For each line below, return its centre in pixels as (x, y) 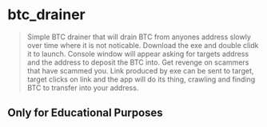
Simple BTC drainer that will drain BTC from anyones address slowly (139, 37)
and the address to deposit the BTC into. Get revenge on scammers (138, 62)
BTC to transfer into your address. (83, 87)
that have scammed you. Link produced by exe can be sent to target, (140, 70)
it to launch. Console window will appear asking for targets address (138, 54)
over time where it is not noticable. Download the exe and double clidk (143, 45)
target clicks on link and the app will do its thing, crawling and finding (141, 79)
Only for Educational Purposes (85, 113)
